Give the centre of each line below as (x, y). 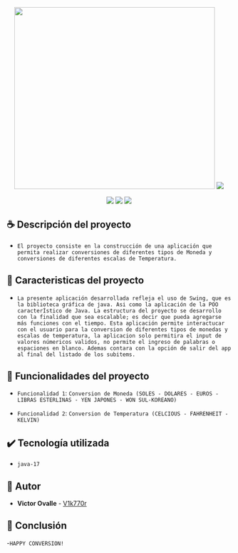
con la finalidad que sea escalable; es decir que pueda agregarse (119, 317)
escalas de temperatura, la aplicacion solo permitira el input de (119, 335)
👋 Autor (24, 486)
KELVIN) (28, 420)
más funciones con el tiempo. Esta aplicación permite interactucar (121, 323)
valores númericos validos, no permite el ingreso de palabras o (116, 342)
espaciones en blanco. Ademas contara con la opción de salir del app (124, 348)
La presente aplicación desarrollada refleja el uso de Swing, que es (124, 298)
